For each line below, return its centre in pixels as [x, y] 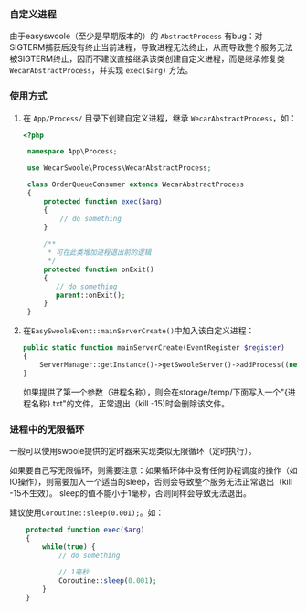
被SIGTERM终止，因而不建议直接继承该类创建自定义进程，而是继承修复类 [147, 59]
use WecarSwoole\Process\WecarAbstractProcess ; [119, 168]
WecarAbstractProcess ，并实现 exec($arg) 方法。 [101, 70]
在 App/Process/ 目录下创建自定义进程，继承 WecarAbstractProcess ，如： [159, 118]
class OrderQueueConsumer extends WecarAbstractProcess [136, 184]
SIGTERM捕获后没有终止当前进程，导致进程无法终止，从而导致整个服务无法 [151, 47]
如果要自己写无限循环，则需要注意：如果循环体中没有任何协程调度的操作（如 [153, 470]
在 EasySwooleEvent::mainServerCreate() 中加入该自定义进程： [138, 331]
